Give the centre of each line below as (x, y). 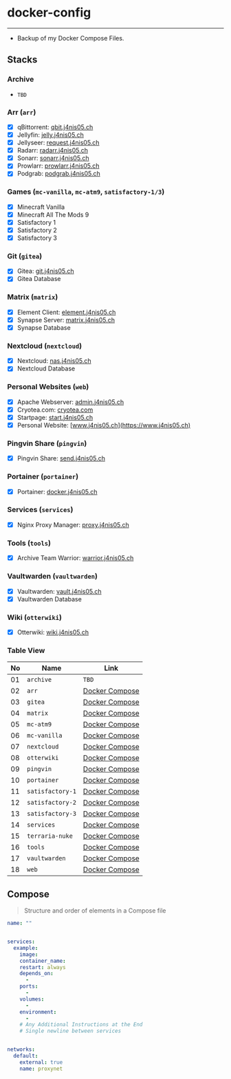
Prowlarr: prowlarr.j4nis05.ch (58, 166)
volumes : (32, 999)
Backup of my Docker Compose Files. (70, 38)
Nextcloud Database (46, 368)
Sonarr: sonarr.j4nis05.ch (53, 158)
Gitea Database (39, 279)
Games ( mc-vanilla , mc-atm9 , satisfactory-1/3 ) (86, 192)
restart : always (43, 967)
